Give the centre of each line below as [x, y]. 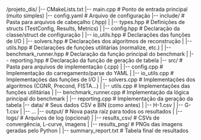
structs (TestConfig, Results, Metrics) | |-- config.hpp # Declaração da [93, 28]
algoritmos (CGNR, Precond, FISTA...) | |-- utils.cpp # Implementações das [98, 86]
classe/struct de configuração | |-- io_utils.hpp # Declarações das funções [98, 35]
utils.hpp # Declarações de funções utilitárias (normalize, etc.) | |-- [89, 47]
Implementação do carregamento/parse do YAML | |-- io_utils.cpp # [90, 73]
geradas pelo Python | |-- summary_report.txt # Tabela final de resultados [97, 130]
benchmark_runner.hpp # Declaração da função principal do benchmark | [97, 54]
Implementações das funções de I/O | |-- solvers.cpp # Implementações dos [101, 79]
